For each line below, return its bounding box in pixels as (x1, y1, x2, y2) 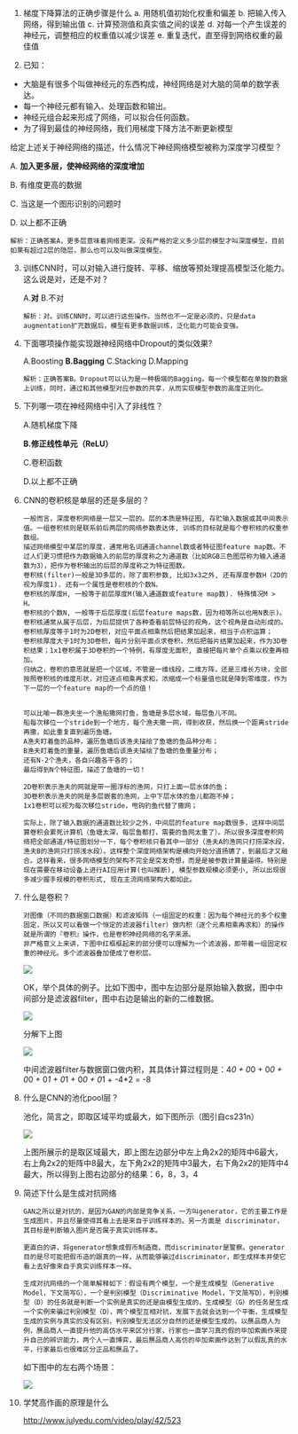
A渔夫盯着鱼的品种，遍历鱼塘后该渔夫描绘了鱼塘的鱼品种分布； (22, 737, 219, 746)
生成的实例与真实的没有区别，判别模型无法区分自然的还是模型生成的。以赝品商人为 (22, 1317, 281, 1326)
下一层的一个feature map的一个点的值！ (22, 684, 153, 693)
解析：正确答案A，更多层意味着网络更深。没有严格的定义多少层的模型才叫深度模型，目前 (10, 237, 285, 246)
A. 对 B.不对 (22, 293, 65, 303)
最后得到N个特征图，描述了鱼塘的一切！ (22, 765, 146, 774)
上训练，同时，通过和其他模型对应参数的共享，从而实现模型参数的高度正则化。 (22, 384, 268, 393)
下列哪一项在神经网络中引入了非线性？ (22, 401, 163, 411)
